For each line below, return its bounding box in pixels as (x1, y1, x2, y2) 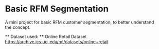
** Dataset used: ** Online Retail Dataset (5, 34, 87, 39)
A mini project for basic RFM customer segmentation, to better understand (5, 19, 154, 25)
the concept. (5, 24, 31, 30)
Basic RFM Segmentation (5, 3, 109, 14)
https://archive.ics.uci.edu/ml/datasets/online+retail (5, 38, 108, 44)
